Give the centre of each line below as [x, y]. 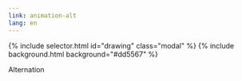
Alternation [27, 69]
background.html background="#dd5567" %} [83, 54]
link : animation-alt [43, 15]
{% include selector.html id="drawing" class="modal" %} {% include [121, 45]
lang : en [23, 23]
